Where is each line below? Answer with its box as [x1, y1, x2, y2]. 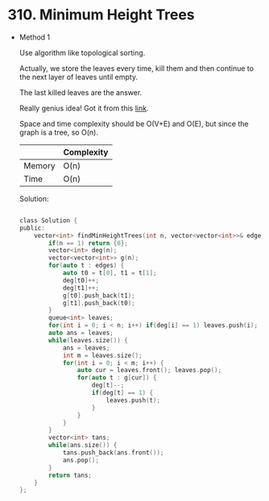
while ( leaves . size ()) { [48, 336, 128, 344]
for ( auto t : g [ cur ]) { [77, 374, 157, 382]
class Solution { [19, 216, 78, 225]
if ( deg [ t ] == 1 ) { [91, 389, 154, 397]
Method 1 [19, 32, 51, 42]
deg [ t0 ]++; [62, 276, 100, 284]
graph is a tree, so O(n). [19, 127, 98, 137]
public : [19, 224, 45, 232]
